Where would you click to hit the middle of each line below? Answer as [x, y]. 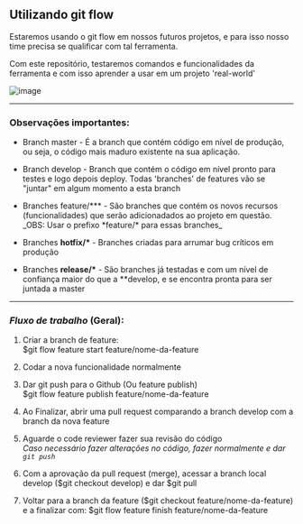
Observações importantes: [69, 123]
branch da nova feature [66, 421]
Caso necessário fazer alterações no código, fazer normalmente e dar [154, 448]
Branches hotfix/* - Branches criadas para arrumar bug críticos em [148, 243]
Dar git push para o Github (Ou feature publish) [110, 385]
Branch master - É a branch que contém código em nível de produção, [153, 142]
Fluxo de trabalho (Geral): [67, 321]
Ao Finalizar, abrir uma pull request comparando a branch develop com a [158, 412]
